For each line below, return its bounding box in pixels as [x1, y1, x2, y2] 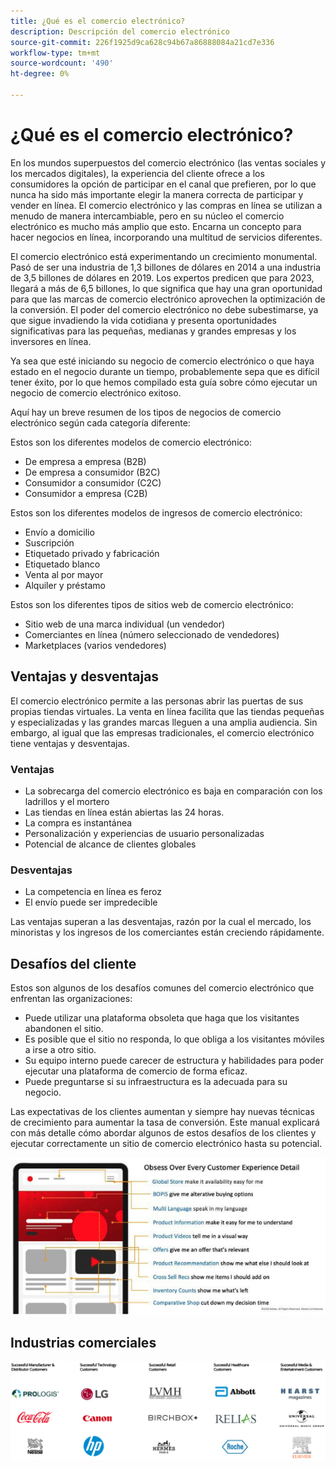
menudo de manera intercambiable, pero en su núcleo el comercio [10, 210, 285, 222]
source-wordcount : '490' [10, 58, 114, 69]
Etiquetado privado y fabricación [24, 547, 160, 559]
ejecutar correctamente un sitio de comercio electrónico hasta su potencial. [10, 1138, 323, 1150]
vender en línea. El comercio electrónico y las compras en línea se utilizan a [10, 199, 323, 211]
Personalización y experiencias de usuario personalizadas [24, 827, 265, 839]
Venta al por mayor [24, 568, 104, 580]
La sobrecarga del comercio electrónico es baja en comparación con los [24, 785, 323, 797]
